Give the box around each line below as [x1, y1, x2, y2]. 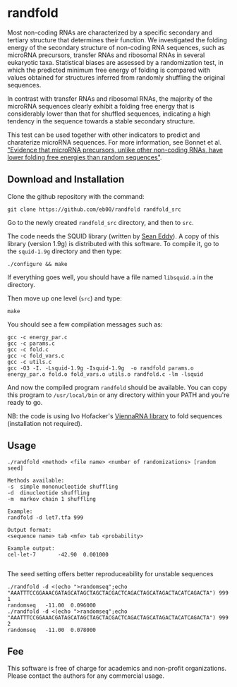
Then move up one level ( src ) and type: [7, 294, 122, 303]
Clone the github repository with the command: [7, 192, 145, 200]
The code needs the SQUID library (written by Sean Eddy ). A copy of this [7, 231, 219, 241]
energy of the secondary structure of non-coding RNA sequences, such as [7, 43, 225, 51]
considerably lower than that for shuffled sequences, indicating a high [7, 109, 211, 118]
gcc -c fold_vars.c [7, 352, 65, 359]
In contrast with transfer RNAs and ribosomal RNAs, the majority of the [7, 94, 213, 103]
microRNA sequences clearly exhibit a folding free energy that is [7, 102, 195, 110]
